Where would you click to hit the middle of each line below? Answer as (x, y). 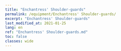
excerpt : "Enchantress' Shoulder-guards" (48, 18)
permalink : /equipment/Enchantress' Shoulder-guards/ (61, 14)
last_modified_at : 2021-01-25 (36, 23)
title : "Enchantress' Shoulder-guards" (45, 9)
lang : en (14, 28)
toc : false (16, 37)
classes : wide (19, 41)
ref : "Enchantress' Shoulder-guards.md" (47, 32)
